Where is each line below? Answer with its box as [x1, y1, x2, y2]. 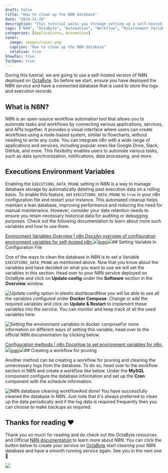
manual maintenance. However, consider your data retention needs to [5, 207, 149, 213]
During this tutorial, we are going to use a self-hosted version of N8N [5, 72, 147, 78]
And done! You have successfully [78, 388, 147, 394]
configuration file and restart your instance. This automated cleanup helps [5, 196, 158, 202]
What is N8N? [5, 102, 49, 111]
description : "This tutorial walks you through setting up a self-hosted [5, 21, 162, 26]
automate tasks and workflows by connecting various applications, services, [5, 121, 163, 127]
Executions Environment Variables [5, 167, 115, 176]
